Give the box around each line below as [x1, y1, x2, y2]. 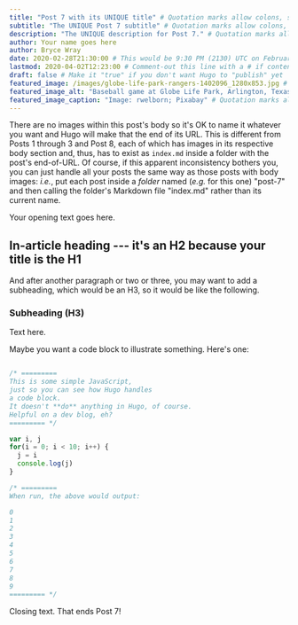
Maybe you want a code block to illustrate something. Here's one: [9, 344, 250, 355]
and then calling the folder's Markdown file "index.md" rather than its [9, 185, 262, 196]
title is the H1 [9, 252, 82, 267]
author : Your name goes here [9, 37, 117, 47]
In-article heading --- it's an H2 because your [9, 238, 266, 253]
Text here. [9, 327, 46, 338]
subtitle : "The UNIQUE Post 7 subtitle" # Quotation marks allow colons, [9, 21, 288, 30]
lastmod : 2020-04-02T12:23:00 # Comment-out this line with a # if [9, 63, 264, 72]
